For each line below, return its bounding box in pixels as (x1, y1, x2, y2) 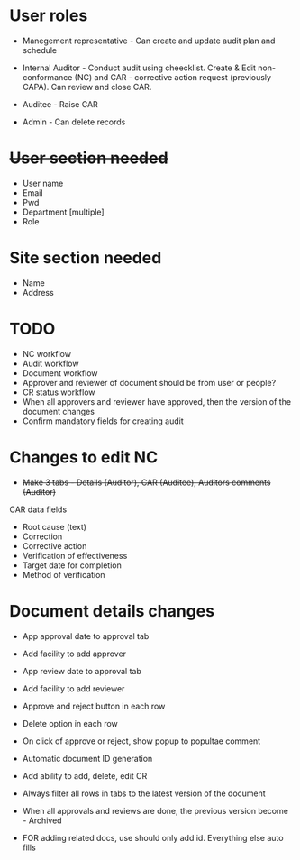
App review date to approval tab (22, 665, 142, 676)
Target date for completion (22, 560, 122, 571)
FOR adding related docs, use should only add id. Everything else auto (22, 832, 284, 843)
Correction (22, 531, 63, 542)
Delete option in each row (22, 718, 119, 728)
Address (22, 287, 54, 297)
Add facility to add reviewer (22, 682, 125, 694)
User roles (9, 5, 88, 26)
